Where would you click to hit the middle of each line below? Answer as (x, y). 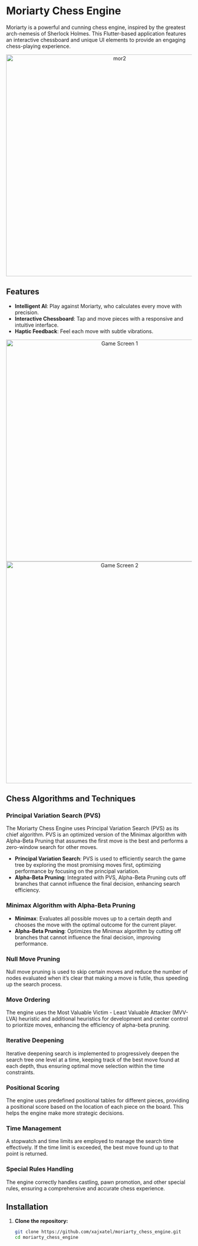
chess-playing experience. (38, 46)
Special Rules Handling (40, 1169)
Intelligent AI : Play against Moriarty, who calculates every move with (98, 306)
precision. (27, 312)
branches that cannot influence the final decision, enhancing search (97, 884)
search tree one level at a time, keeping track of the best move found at (93, 1060)
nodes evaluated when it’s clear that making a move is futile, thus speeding (97, 978)
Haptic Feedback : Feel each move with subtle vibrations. (84, 331)
